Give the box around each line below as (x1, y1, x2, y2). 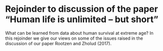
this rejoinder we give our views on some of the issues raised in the (5, 35, 143, 41)
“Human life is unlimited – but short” (5, 14, 159, 25)
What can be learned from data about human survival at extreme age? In (5, 30, 154, 36)
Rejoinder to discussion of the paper (5, 3, 158, 15)
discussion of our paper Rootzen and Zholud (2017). (5, 40, 112, 46)
